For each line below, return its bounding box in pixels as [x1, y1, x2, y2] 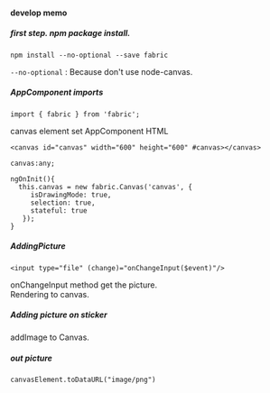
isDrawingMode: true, [30, 190, 112, 199]
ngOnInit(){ [10, 174, 55, 184]
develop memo [10, 7, 68, 18]
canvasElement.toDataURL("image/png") [10, 375, 156, 385]
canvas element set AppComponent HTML [10, 125, 169, 136]
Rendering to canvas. [10, 288, 89, 299]
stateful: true [30, 206, 88, 215]
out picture [10, 352, 53, 364]
